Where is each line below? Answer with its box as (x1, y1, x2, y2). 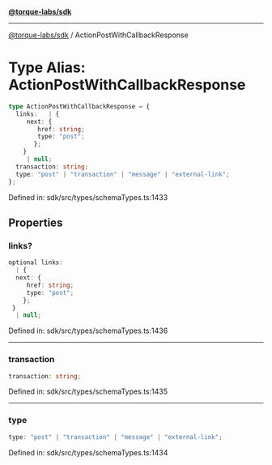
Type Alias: (8, 58, 87, 77)
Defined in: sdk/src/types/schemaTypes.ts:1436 (8, 326, 168, 335)
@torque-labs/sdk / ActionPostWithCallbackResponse (8, 30, 189, 40)
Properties (8, 215, 63, 229)
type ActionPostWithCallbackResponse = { (8, 102, 151, 110)
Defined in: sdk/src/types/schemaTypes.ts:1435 (8, 386, 168, 396)
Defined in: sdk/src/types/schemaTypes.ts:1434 (8, 447, 168, 457)
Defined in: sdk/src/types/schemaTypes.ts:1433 (8, 192, 168, 202)
